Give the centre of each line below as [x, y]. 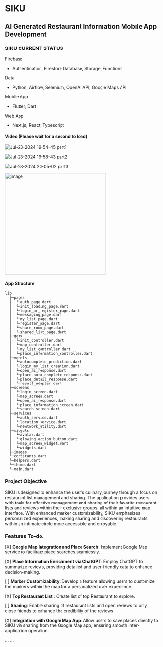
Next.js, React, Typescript [38, 125]
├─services [20, 414]
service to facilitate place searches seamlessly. [52, 552]
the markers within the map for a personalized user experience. [69, 586]
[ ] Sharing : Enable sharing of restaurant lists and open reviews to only [76, 605]
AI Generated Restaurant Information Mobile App [81, 27]
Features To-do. [24, 536]
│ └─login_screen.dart [33, 392]
